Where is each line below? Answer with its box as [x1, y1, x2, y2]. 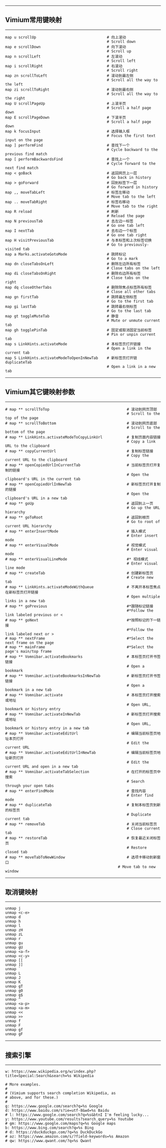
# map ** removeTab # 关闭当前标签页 [5, 822, 157, 827]
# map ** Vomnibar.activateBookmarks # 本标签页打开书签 [5, 654, 161, 659]
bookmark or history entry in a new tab [5, 726, 90, 731]
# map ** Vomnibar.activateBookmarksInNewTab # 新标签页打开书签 [5, 673, 161, 678]
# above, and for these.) [5, 1095, 58, 1100]
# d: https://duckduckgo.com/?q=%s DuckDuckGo [5, 1130, 103, 1135]
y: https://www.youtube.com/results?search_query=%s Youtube [5, 1117, 134, 1122]
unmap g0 [5, 989, 23, 993]
